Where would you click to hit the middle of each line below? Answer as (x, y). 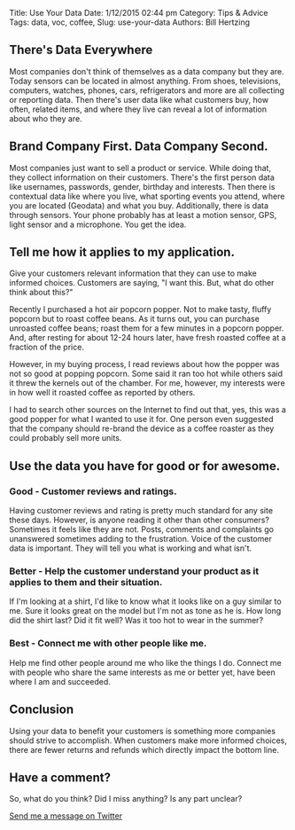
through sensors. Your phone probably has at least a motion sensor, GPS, (143, 215)
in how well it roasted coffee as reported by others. (102, 393)
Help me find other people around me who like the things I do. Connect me (145, 662)
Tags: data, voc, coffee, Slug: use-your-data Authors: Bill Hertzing (130, 22)
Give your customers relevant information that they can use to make (133, 273)
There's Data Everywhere (81, 50)
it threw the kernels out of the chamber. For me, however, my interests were (147, 383)
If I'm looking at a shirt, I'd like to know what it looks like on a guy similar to (145, 601)
